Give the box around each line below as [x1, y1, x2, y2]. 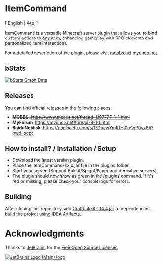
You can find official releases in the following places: [5, 105, 112, 111]
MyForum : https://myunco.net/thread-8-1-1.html [12, 119, 111, 125]
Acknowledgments [5, 228, 85, 239]
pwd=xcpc [12, 130, 34, 136]
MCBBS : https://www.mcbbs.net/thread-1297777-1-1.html [12, 114, 130, 120]
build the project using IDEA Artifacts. [5, 211, 81, 217]
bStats [5, 64, 26, 73]
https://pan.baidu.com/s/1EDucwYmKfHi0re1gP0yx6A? [43, 124, 154, 131]
